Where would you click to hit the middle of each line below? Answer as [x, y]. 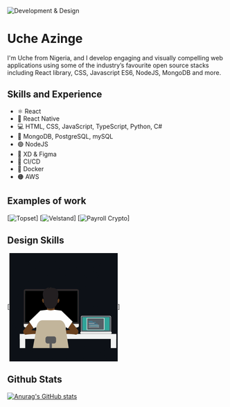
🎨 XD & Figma [37, 154]
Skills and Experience [55, 95]
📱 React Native [38, 119]
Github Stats [35, 380]
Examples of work [47, 201]
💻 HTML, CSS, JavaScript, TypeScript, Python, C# [90, 126]
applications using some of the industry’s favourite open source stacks [108, 65]
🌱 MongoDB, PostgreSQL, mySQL [65, 136]
